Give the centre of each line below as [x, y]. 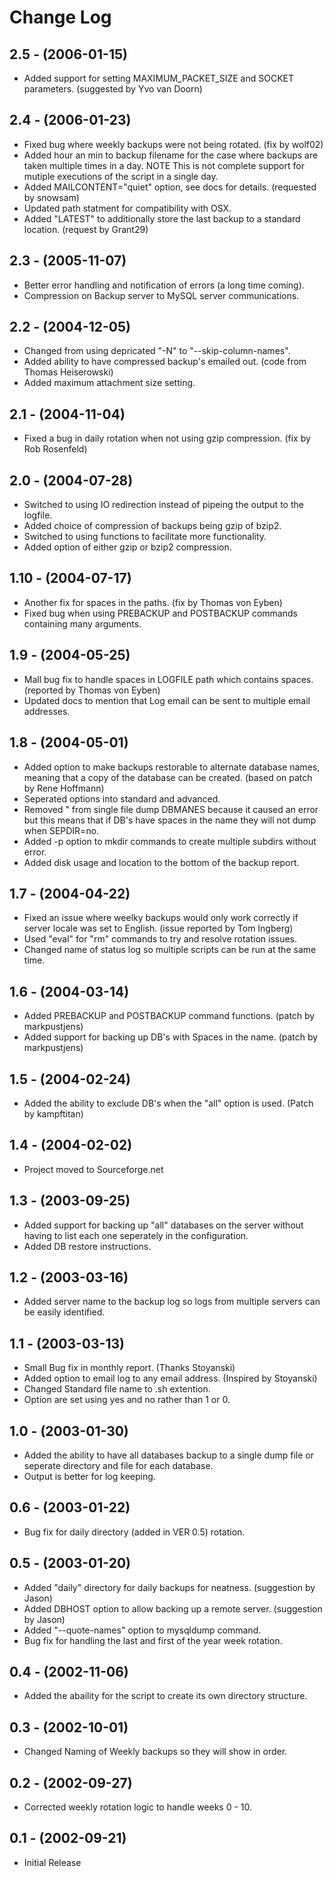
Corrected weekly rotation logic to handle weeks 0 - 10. [138, 1807]
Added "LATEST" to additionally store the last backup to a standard [162, 218]
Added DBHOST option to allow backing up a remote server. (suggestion [173, 1608]
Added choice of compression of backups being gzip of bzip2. [152, 526]
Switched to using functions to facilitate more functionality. [145, 537]
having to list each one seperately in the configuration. [136, 1235]
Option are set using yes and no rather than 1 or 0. [127, 1400]
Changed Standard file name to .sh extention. [117, 1389]
